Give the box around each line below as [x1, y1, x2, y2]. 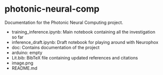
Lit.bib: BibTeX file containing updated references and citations [11, 55, 138, 60]
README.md [11, 65, 38, 71]
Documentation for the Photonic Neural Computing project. [4, 19, 123, 25]
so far [11, 34, 24, 40]
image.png [11, 60, 34, 66]
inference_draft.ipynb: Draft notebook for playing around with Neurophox [11, 39, 159, 45]
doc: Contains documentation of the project [11, 44, 100, 50]
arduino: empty [11, 50, 42, 56]
